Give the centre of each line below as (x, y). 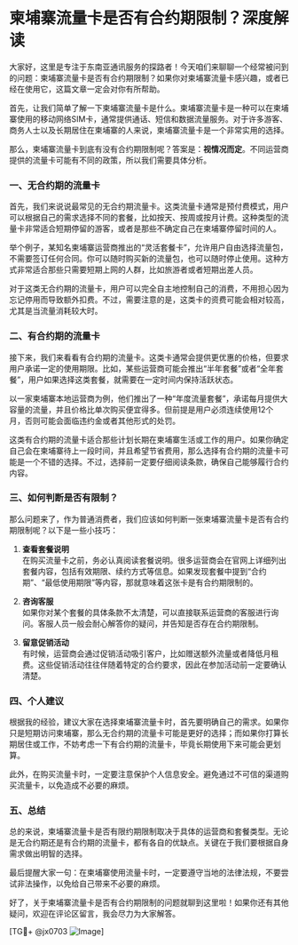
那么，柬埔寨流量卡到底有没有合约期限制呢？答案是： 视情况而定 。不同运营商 (149, 148)
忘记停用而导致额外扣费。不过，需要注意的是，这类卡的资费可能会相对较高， (149, 300)
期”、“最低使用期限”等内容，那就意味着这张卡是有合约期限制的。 (140, 582)
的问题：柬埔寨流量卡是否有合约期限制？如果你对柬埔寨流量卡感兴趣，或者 (145, 77)
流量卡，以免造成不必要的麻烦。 (75, 785)
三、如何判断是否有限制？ (64, 498)
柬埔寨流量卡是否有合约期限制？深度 (141, 18)
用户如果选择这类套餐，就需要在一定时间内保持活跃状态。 (133, 380)
